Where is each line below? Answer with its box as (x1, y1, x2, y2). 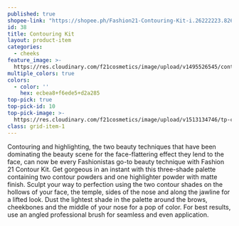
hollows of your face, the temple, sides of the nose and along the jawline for (7, 188, 230, 196)
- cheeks (14, 50, 40, 58)
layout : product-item (7, 37, 72, 44)
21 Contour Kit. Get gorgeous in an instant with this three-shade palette (7, 165, 216, 173)
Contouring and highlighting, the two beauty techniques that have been (7, 142, 217, 151)
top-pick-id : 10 (7, 103, 55, 110)
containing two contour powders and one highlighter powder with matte (7, 172, 218, 181)
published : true (7, 10, 55, 18)
